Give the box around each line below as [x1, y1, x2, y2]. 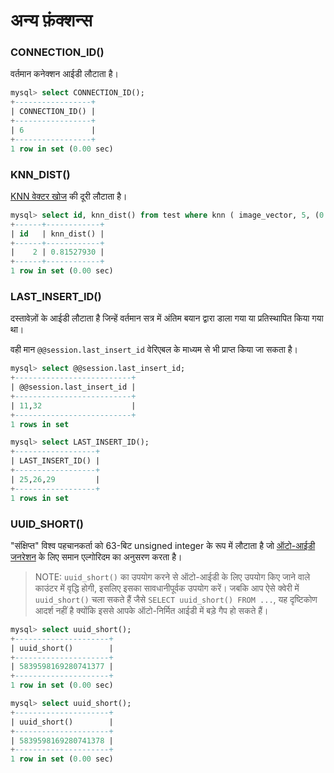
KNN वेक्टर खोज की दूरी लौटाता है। [10, 190, 128, 202]
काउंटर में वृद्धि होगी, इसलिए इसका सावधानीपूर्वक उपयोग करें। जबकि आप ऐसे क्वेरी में [34, 582, 300, 594]
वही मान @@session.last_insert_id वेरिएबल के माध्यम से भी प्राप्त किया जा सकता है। [10, 344, 299, 356]
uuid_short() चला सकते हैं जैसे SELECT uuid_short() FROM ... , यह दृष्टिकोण [34, 593, 318, 605]
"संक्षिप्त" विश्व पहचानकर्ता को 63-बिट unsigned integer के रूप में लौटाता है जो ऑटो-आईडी [10, 539, 316, 551]
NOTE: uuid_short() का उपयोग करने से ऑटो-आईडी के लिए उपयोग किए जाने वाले [34, 570, 311, 583]
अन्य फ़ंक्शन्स [10, 9, 93, 32]
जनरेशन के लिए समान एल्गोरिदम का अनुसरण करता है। [10, 550, 183, 563]
